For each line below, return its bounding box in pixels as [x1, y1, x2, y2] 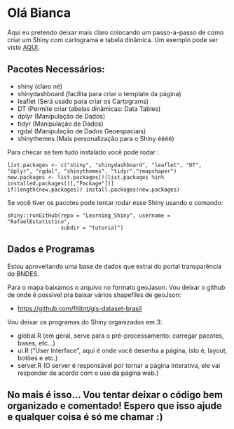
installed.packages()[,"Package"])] [7, 180, 114, 187]
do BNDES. [7, 269, 40, 278]
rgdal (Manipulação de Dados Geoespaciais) [17, 126, 146, 135]
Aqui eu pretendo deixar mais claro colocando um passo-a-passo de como [7, 28, 224, 37]
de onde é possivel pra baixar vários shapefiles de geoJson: [7, 290, 181, 299]
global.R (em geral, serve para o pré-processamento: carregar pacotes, [17, 331, 224, 340]
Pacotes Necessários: [7, 63, 105, 75]
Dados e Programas [7, 244, 95, 256]
